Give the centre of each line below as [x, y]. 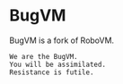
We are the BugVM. [44, 56]
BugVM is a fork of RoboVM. [62, 40]
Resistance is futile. [52, 72]
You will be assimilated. [57, 64]
